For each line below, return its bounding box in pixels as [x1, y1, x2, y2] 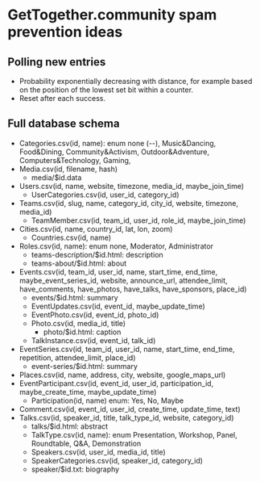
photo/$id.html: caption [43, 327, 122, 337]
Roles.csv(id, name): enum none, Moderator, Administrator [19, 241, 214, 251]
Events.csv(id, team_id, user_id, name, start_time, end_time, [19, 266, 218, 276]
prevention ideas [7, 23, 123, 41]
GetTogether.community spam [7, 6, 217, 24]
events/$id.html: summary [31, 292, 118, 302]
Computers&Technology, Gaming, [19, 155, 131, 165]
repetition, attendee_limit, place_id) [19, 353, 136, 363]
